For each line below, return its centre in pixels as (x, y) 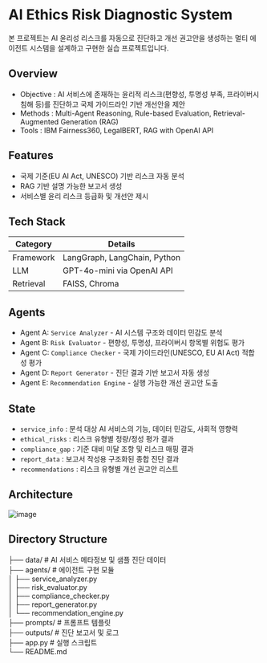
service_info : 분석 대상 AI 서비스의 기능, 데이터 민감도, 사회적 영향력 (129, 429)
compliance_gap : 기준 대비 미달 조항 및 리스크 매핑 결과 (107, 449)
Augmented (39, 121)
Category (33, 244)
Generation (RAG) (89, 121)
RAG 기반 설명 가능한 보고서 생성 (71, 185)
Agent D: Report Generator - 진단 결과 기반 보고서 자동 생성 (115, 373)
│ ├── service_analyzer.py (53, 579)
